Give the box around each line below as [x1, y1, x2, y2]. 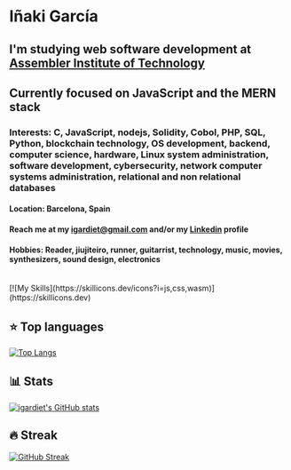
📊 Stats [9, 374, 54, 389]
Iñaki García [9, 6, 99, 27]
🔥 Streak [9, 428, 58, 443]
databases [9, 181, 56, 194]
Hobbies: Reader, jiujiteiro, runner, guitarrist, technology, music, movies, [9, 244, 283, 255]
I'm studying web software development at [9, 42, 252, 57]
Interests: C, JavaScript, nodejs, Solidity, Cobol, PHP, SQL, [9, 126, 266, 139]
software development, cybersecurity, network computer [9, 159, 263, 171]
